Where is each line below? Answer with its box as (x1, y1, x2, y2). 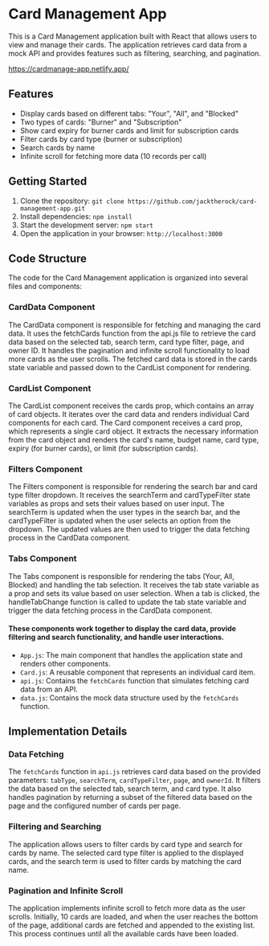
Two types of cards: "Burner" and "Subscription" (19, 117, 182, 127)
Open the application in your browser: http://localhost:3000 (19, 228, 223, 238)
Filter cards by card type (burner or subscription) (19, 134, 183, 144)
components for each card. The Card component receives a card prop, (8, 418, 243, 427)
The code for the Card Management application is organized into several (8, 273, 248, 283)
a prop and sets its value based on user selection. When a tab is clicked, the (8, 588, 260, 598)
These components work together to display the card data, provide (8, 624, 237, 634)
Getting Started (8, 174, 88, 189)
